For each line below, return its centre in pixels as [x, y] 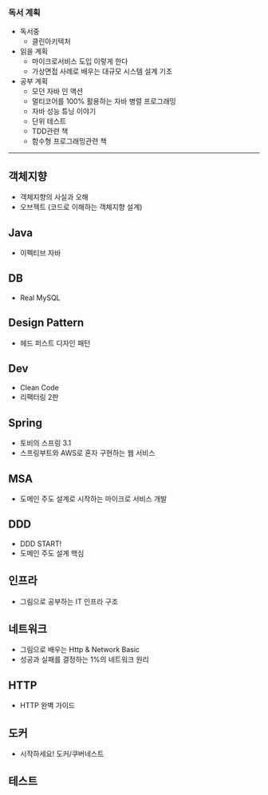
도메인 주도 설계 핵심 [52, 553]
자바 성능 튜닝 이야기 [64, 111]
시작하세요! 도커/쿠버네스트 [62, 754]
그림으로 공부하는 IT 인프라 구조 [69, 601]
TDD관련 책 [50, 131]
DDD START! [41, 544]
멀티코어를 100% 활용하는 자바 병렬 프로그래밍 [104, 101]
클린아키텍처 [51, 42]
